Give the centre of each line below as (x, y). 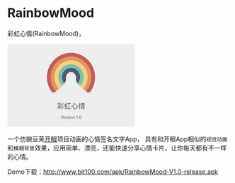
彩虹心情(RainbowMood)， (46, 33)
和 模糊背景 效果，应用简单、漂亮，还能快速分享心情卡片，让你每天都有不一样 (117, 148)
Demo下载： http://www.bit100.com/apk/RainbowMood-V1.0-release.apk (113, 172)
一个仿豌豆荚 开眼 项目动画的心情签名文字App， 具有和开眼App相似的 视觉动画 (117, 138)
